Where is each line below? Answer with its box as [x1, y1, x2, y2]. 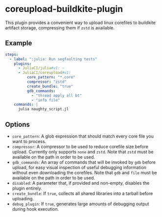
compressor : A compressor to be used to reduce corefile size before [12, 144, 148, 149]
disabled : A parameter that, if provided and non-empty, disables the [12, 180, 150, 186]
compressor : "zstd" [26, 79, 67, 84]
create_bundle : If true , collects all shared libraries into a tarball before [12, 190, 153, 196]
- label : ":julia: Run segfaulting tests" [9, 56, 97, 62]
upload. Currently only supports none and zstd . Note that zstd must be [12, 148, 154, 155]
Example [5, 39, 32, 48]
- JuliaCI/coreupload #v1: [18, 70, 71, 75]
